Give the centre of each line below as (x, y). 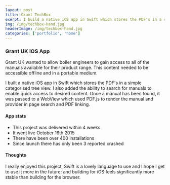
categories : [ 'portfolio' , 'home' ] (43, 33)
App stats (16, 116)
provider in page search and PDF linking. (48, 104)
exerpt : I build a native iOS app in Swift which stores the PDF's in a (83, 19)
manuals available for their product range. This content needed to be (77, 68)
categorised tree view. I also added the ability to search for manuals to (78, 88)
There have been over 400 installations (53, 138)
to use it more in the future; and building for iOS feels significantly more (80, 172)
